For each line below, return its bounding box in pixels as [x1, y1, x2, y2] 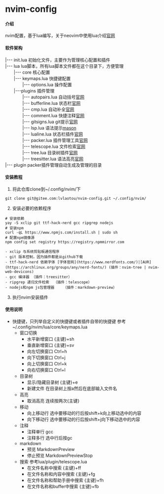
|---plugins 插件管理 [14, 88, 55, 93]
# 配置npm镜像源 [5, 235, 35, 240]
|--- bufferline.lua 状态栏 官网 [22, 100, 81, 106]
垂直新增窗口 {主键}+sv [27, 342, 74, 348]
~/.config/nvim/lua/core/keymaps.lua [12, 324, 88, 330]
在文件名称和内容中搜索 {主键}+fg [27, 471, 95, 477]
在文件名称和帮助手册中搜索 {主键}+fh [27, 477, 104, 483]
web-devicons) [5, 269, 34, 274]
